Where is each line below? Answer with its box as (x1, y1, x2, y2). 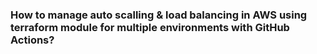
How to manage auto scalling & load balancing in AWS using (10, 8, 308, 22)
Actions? (10, 33, 55, 47)
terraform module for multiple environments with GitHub (10, 20, 290, 34)
